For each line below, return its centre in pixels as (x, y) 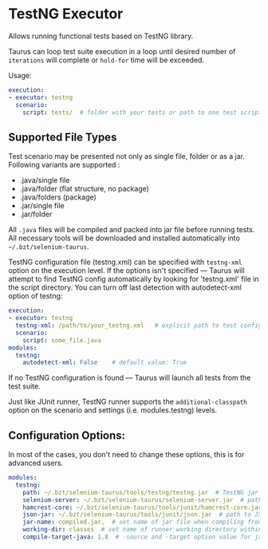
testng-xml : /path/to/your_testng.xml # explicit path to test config (139, 326)
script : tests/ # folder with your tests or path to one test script (142, 113)
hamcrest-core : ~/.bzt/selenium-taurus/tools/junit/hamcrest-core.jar (142, 508)
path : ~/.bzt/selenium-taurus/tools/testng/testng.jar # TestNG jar (141, 492)
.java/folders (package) (58, 197)
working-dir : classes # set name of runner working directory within (142, 530)
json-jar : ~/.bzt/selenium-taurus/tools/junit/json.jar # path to (137, 515)
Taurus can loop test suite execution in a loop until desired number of (122, 51)
